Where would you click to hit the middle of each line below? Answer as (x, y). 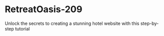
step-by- (149, 23)
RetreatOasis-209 (44, 9)
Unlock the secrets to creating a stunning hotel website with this (72, 23)
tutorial (22, 28)
